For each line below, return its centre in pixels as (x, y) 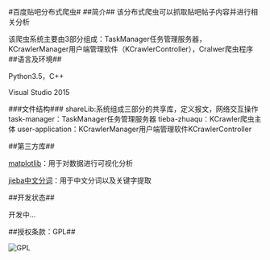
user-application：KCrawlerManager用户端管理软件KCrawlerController (135, 129)
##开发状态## (31, 197)
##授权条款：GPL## (42, 231)
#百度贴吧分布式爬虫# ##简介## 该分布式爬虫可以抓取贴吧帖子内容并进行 (130, 12)
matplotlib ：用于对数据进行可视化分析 (71, 163)
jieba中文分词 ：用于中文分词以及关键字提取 (80, 180)
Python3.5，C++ (36, 76)
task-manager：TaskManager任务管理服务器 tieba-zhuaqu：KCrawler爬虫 (131, 119)
